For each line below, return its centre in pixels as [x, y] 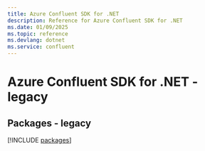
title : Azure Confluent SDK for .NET [63, 14]
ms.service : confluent [41, 47]
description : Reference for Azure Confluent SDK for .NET [95, 21]
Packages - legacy [49, 123]
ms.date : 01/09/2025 [38, 27]
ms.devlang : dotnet [36, 40]
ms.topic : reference [38, 34]
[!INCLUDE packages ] [40, 140]
